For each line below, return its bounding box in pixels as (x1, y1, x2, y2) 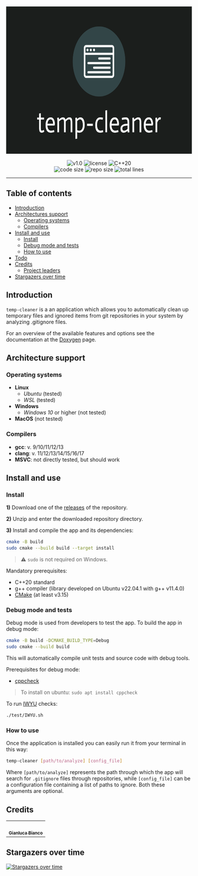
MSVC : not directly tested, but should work (14, 456, 120, 463)
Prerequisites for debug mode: (6, 666, 81, 673)
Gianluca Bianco (8, 830, 43, 836)
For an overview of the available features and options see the (6, 329, 155, 336)
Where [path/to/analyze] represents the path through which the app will (6, 769, 184, 776)
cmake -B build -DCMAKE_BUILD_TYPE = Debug (6, 637, 110, 644)
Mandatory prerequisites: (6, 567, 68, 574)
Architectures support (14, 210, 68, 217)
